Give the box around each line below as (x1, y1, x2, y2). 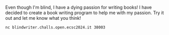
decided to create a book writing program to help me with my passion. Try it (5, 10, 164, 16)
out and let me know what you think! (5, 15, 81, 21)
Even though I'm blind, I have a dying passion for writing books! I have (5, 5, 152, 10)
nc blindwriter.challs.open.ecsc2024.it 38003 (5, 25, 106, 30)
